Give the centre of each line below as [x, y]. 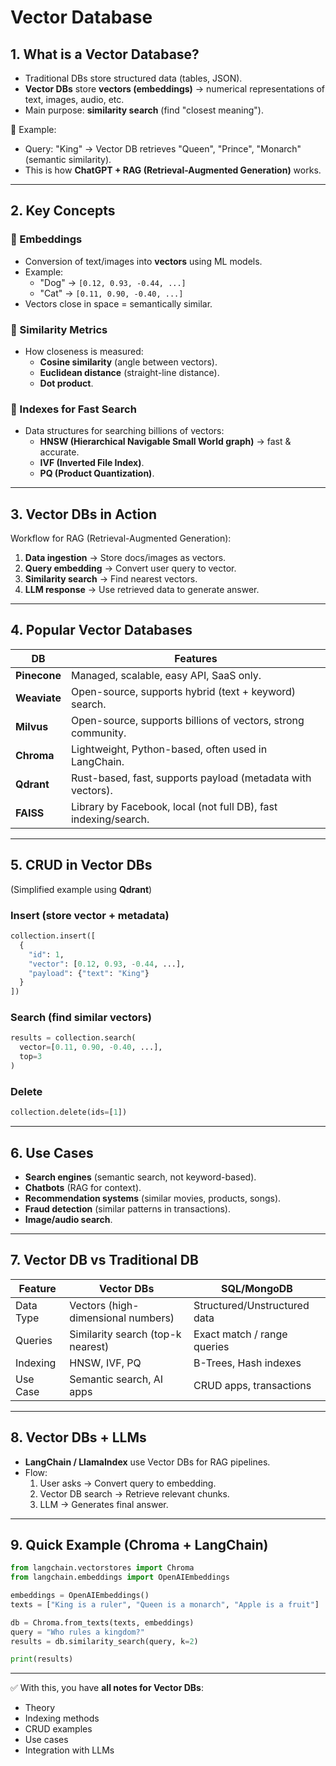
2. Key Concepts [63, 211]
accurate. [59, 452]
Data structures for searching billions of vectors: [124, 431]
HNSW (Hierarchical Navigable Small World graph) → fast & [165, 442]
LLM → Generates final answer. [104, 1504]
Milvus [32, 726]
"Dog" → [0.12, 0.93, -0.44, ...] [113, 282]
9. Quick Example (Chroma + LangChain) [139, 1544]
